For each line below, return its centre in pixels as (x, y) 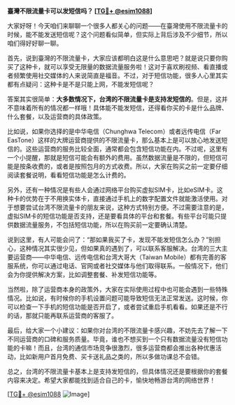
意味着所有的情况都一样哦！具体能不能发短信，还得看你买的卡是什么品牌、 (120, 108)
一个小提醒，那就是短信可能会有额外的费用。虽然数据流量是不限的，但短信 (114, 157)
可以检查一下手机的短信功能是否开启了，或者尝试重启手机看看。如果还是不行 (117, 307)
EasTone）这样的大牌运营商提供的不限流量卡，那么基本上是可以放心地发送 (114, 140)
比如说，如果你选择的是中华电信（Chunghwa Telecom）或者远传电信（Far (114, 131)
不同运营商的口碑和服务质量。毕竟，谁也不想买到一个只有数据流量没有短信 (114, 339)
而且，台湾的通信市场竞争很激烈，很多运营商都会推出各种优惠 (126, 348)
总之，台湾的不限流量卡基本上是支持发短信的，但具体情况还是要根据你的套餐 (117, 371)
